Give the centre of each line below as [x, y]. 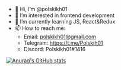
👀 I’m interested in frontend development [64, 15]
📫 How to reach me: [40, 28]
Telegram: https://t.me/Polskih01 [63, 43]
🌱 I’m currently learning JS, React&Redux [65, 21]
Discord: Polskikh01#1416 [55, 49]
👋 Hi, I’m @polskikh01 [41, 9]
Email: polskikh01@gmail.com [60, 36]
